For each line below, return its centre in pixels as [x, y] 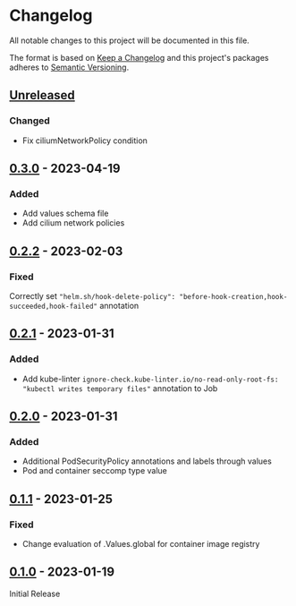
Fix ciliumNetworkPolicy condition [85, 141]
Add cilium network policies [73, 223]
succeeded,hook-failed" [54, 306]
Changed [30, 121]
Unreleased [42, 95]
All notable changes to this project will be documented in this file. [130, 40]
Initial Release [35, 593]
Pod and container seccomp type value [95, 471]
